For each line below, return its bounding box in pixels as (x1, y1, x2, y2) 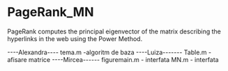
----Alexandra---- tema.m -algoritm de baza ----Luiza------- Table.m (7, 48, 207, 56)
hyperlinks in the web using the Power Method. (7, 34, 143, 42)
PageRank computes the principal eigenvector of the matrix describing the (7, 27, 221, 35)
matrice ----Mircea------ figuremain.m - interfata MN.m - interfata (28, 55, 219, 63)
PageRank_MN (7, 4, 94, 20)
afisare (7, 55, 27, 63)
